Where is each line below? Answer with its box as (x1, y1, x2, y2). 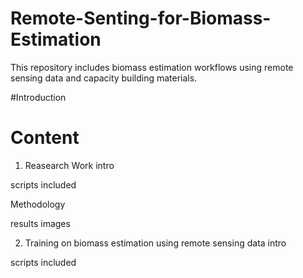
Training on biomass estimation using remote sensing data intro (24, 237, 287, 249)
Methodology (10, 198, 66, 210)
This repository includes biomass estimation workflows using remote (10, 61, 294, 73)
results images (10, 217, 71, 229)
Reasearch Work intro (24, 159, 115, 171)
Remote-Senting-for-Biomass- (10, 7, 272, 30)
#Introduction (10, 91, 67, 103)
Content (10, 127, 80, 149)
